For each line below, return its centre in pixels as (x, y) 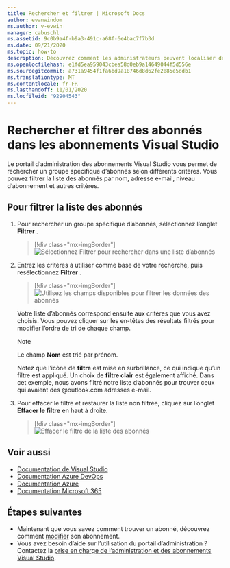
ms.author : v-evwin (35, 26)
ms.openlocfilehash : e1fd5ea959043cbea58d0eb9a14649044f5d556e (99, 64)
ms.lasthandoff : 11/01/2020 (47, 90)
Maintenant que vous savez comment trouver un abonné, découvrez (113, 529)
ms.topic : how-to (32, 52)
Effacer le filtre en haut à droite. (62, 410)
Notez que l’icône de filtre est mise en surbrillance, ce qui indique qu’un (119, 368)
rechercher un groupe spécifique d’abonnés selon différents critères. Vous (112, 171)
